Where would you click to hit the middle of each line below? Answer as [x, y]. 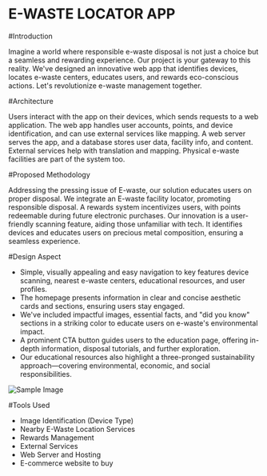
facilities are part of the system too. [67, 159]
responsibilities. [46, 374]
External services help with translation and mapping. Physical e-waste [124, 150]
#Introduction [31, 36]
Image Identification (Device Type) [77, 420]
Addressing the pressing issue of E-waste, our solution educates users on [130, 190]
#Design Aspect [35, 256]
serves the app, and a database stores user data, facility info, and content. [131, 142]
